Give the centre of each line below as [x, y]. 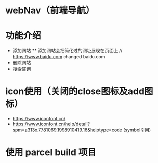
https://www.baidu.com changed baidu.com [59, 57]
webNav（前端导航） [50, 10]
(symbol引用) [137, 130]
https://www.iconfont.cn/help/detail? [51, 124]
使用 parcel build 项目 [51, 153]
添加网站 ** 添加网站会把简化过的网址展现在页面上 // [68, 51]
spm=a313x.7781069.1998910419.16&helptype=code [67, 130]
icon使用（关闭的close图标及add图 [79, 91]
